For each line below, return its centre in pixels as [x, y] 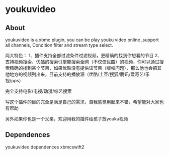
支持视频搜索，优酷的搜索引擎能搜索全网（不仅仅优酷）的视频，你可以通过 [82, 62]
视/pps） [14, 81]
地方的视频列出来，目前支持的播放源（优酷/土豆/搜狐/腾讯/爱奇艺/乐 [79, 74]
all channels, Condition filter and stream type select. [59, 45]
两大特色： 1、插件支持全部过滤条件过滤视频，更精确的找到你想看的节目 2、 [84, 55]
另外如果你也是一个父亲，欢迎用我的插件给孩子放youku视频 [67, 119]
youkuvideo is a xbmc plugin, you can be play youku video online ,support [82, 40]
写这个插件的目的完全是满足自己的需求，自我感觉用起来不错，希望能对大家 [82, 102]
